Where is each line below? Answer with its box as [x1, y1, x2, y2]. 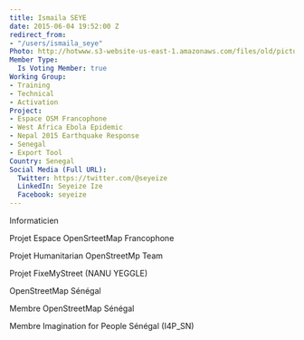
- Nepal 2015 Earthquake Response [9, 131, 140, 141]
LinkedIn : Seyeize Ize [17, 182, 103, 191]
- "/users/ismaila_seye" [9, 38, 103, 48]
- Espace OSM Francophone [9, 114, 107, 123]
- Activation [9, 97, 59, 107]
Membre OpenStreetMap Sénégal [9, 303, 135, 314]
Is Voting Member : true [17, 64, 107, 73]
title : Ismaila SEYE [9, 13, 88, 23]
